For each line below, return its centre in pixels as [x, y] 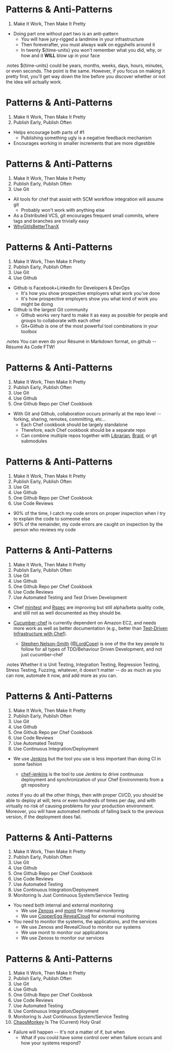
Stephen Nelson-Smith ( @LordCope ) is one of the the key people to [93, 643]
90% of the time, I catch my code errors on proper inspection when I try [89, 513]
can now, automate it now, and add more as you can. [62, 675]
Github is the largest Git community [51, 309]
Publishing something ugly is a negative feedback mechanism [86, 138]
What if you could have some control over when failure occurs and [91, 1038]
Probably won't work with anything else [63, 210]
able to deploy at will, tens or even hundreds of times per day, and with [81, 800]
